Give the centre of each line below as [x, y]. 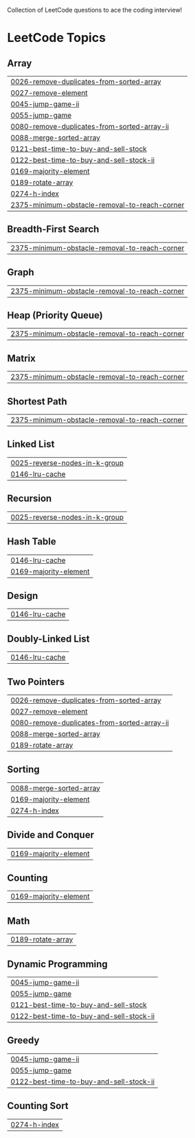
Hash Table [32, 541]
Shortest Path [37, 402]
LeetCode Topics [57, 38]
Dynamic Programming [57, 964]
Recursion [30, 499]
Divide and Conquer [51, 835]
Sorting [23, 770]
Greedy [23, 1040]
